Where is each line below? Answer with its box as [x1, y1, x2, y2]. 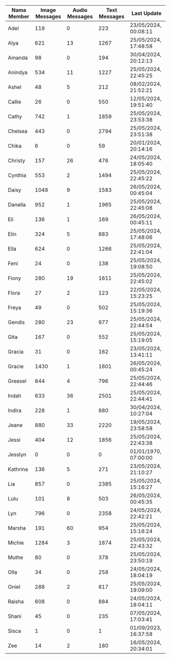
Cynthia [8, 172, 26, 178]
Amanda [8, 54, 28, 61]
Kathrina [8, 466, 28, 472]
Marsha [8, 525, 26, 531]
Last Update [131, 10, 162, 17]
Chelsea [8, 128, 28, 134]
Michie [8, 539, 24, 546]
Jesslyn [8, 451, 26, 458]
